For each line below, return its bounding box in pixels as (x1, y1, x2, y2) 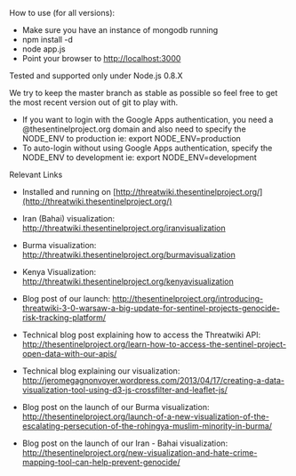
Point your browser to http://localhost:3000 (21, 53, 181, 63)
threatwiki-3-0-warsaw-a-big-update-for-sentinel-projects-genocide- (21, 303, 280, 313)
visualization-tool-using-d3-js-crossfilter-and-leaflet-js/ (21, 384, 228, 395)
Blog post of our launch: (21, 294, 111, 303)
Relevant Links (9, 169, 63, 180)
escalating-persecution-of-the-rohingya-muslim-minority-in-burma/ (21, 421, 273, 431)
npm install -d (21, 35, 74, 44)
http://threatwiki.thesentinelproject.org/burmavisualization (21, 249, 236, 260)
